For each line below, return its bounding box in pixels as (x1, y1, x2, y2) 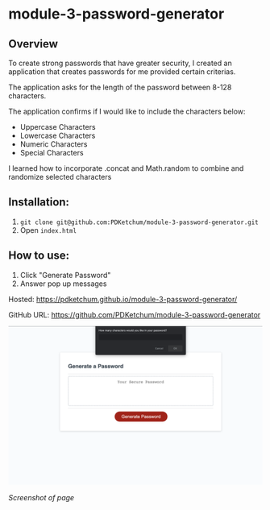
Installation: (8, 195, 70, 209)
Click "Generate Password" (19, 270, 111, 280)
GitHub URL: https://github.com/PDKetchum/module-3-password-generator (8, 309, 261, 319)
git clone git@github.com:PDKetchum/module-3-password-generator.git (19, 218, 260, 226)
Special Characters (19, 148, 84, 157)
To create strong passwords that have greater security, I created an (8, 58, 232, 68)
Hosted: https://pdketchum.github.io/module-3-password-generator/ (8, 294, 238, 304)
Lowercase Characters (19, 131, 96, 140)
